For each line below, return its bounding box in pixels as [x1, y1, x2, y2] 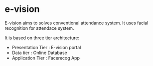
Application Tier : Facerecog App [11, 55, 80, 61]
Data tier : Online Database [11, 50, 68, 56]
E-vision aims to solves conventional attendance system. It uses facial [4, 20, 149, 26]
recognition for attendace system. [4, 25, 74, 31]
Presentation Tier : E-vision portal [11, 44, 81, 50]
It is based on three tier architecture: [4, 35, 80, 41]
